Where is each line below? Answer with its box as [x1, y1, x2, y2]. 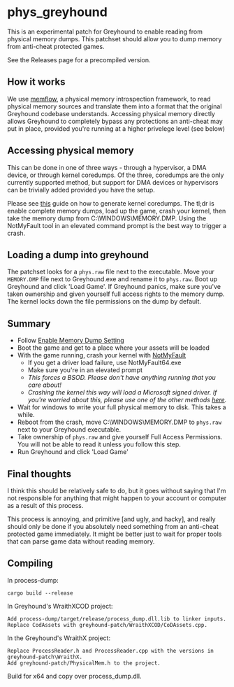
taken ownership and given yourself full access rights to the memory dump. [7, 290, 225, 298]
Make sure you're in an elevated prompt [27, 366, 143, 374]
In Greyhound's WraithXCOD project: [7, 602, 113, 610]
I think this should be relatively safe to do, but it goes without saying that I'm [7, 487, 226, 495]
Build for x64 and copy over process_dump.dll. [7, 672, 142, 680]
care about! [27, 381, 61, 389]
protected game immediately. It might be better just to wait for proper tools [7, 530, 222, 538]
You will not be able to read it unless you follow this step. [17, 440, 182, 448]
